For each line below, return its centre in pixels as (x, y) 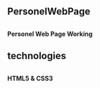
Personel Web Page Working (50, 34)
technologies (37, 56)
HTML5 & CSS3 (30, 78)
